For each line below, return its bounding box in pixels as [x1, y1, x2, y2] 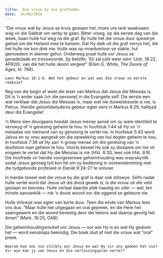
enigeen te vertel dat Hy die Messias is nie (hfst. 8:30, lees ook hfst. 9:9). [5, 149, 152, 155]
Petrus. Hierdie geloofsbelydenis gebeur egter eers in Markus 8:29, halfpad [5, 104, 157, 110]
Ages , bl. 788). [5, 66, 35, 72]
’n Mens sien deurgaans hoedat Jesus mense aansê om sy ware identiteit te [5, 119, 157, 124]
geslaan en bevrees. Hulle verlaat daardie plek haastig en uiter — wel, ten [5, 185, 152, 190]
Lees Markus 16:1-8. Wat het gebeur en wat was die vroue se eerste [5, 76, 147, 81]
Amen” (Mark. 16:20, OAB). [5, 215, 59, 221]
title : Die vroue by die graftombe [5, 7, 79, 12]
